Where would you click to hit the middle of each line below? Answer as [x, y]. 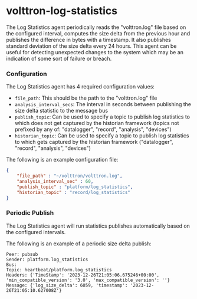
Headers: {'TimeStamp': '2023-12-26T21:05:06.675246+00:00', [83, 275]
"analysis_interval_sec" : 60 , [55, 181]
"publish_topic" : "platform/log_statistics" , [75, 187]
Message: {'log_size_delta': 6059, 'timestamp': [67, 285]
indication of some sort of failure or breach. [59, 58]
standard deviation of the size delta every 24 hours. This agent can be [91, 46]
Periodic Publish [30, 213]
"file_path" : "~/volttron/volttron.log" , [70, 176]
